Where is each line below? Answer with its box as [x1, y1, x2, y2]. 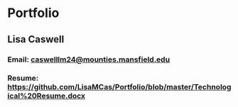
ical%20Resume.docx [7, 91, 86, 101]
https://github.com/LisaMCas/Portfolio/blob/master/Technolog [7, 82, 232, 92]
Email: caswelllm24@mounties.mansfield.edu [7, 55, 171, 64]
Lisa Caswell [7, 33, 65, 45]
